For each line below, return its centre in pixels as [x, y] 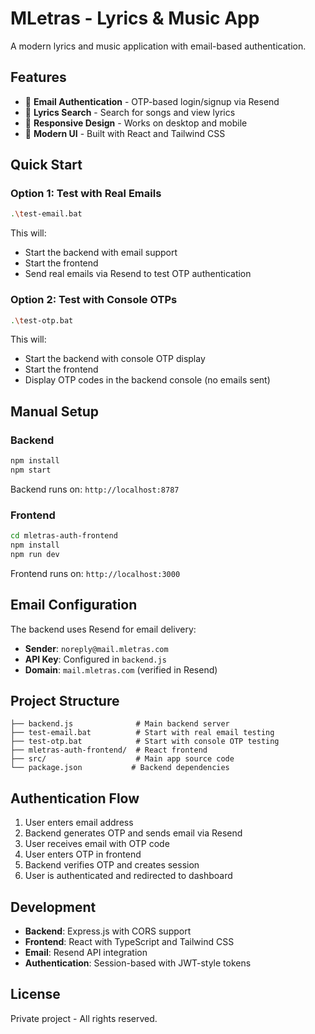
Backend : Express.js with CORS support [108, 931]
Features [38, 77]
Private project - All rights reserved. [84, 1018]
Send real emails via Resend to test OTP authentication [138, 274]
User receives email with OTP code [97, 844]
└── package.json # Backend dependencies [120, 768]
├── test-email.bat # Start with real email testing [142, 733]
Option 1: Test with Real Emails [86, 194]
